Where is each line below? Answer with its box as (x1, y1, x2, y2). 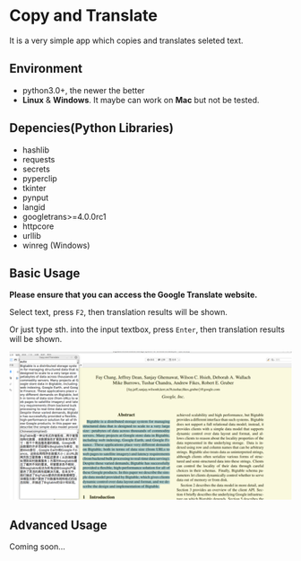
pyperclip (21, 172, 58, 184)
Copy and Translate (9, 5, 159, 26)
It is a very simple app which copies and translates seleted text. (9, 35, 244, 46)
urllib (21, 230, 42, 241)
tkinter (21, 182, 47, 193)
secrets (21, 163, 51, 174)
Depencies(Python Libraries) (9, 120, 175, 136)
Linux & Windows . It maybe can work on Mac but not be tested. (21, 94, 260, 105)
